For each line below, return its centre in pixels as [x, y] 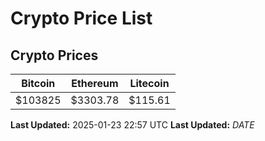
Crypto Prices [54, 55]
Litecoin [149, 83]
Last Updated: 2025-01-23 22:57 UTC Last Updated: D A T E [132, 125]
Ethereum [95, 83]
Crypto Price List [81, 18]
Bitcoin [38, 83]
